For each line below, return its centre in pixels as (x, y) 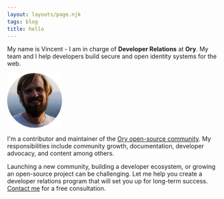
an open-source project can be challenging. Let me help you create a (105, 174)
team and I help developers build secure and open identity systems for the (112, 56)
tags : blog (23, 22)
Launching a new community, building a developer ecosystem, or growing (111, 167)
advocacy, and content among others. (61, 153)
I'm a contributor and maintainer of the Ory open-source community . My (109, 139)
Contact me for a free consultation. (57, 189)
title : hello (26, 29)
